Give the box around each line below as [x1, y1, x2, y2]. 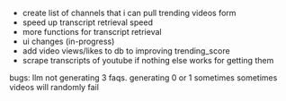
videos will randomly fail [9, 82, 99, 92]
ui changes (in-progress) [22, 36, 115, 46]
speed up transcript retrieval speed [22, 17, 153, 28]
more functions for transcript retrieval [22, 27, 162, 37]
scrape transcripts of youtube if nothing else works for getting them [22, 55, 274, 65]
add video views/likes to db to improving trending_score [22, 46, 231, 56]
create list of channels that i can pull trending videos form [22, 8, 237, 18]
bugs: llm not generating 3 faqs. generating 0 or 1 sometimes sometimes [9, 72, 278, 83]
